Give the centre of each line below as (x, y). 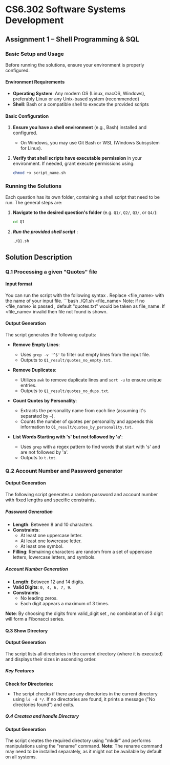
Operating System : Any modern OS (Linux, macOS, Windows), (79, 94)
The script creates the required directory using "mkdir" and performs (78, 740)
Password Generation (29, 512)
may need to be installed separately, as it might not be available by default (83, 752)
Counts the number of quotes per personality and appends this (87, 421)
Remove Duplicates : (35, 370)
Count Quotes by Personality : (45, 400)
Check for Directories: (29, 684)
